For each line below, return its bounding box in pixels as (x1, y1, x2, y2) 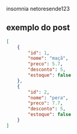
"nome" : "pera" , (28, 95, 69, 101)
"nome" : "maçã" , (28, 56, 69, 62)
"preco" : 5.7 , (28, 61, 63, 67)
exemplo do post (6, 22, 70, 33)
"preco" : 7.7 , (28, 100, 63, 106)
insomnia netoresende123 (6, 5, 70, 12)
